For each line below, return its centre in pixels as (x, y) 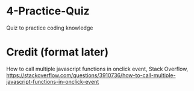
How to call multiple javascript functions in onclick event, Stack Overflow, (97, 69)
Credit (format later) (58, 52)
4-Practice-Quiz (48, 11)
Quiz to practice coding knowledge (50, 28)
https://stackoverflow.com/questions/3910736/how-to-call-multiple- (91, 75)
